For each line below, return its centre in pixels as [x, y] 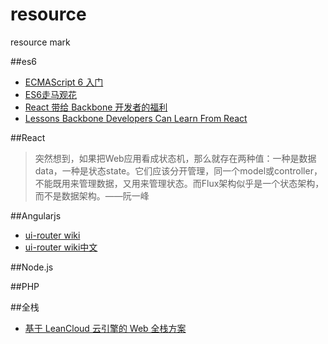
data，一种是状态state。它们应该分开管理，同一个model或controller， [178, 170]
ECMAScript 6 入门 [64, 82]
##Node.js [32, 267]
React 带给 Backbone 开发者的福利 [96, 107]
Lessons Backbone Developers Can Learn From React [136, 118]
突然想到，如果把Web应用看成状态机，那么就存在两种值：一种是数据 [175, 158]
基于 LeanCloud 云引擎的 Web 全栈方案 [105, 328]
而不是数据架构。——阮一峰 [92, 195]
